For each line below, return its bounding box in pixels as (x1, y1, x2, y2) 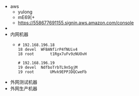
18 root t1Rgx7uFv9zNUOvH (17, 51, 87, 56)
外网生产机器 (10, 86, 37, 91)
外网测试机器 (10, 79, 37, 85)
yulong (17, 9, 33, 15)
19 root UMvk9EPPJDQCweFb (17, 69, 87, 74)
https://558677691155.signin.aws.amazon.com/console (17, 20, 134, 26)
